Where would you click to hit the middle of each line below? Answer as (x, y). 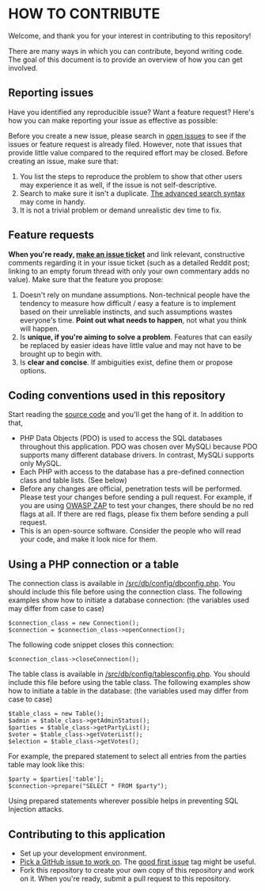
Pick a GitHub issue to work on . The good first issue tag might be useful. (138, 862)
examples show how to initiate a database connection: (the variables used (129, 600)
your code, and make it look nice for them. (89, 539)
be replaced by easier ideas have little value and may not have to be (131, 345)
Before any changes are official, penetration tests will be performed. (131, 489)
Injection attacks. (36, 809)
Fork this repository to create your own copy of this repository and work (137, 870)
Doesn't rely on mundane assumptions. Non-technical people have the (135, 295)
